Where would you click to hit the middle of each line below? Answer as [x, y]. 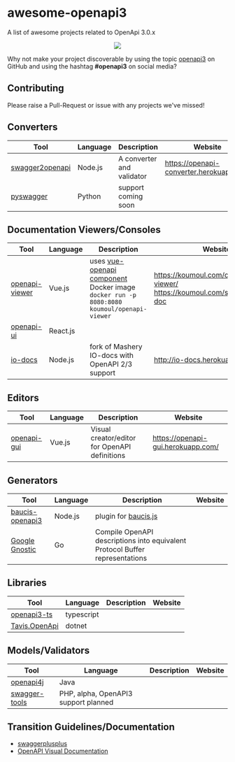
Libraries [27, 583]
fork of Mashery [116, 347]
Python [89, 196]
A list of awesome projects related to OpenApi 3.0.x [81, 32]
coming [131, 196]
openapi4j [27, 682]
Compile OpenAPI [124, 532]
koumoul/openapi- [119, 309]
